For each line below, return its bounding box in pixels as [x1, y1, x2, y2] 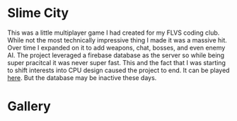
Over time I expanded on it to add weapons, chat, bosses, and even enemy [7, 43, 226, 52]
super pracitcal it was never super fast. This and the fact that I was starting [7, 58, 226, 67]
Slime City [7, 5, 69, 21]
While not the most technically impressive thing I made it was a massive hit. [7, 35, 228, 44]
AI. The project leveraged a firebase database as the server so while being [7, 51, 225, 59]
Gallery [7, 98, 51, 115]
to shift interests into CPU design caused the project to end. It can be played [7, 66, 230, 74]
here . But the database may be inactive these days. [7, 73, 157, 82]
